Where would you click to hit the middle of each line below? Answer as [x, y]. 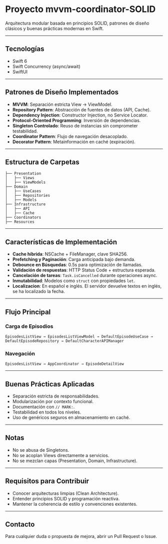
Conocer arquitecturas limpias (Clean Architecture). [65, 493]
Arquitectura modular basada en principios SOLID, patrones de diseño [77, 23]
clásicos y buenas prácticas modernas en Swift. [54, 28]
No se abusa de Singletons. [41, 450]
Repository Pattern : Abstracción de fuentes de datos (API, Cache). [81, 109]
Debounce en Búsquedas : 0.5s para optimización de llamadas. [77, 265]
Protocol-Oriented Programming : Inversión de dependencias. [76, 120]
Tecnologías [25, 49]
